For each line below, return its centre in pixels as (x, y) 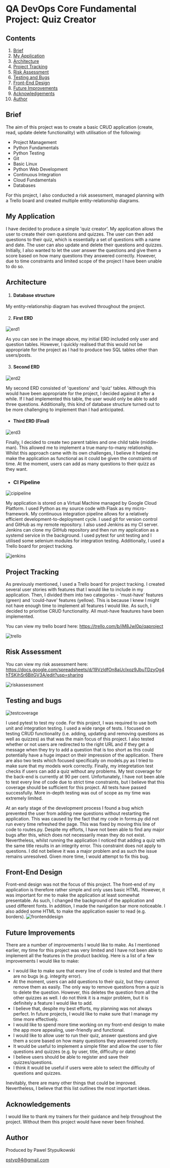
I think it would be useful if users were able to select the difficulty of (84, 1068)
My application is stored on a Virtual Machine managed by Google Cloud (81, 503)
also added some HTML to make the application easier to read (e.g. (76, 911)
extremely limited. (24, 798)
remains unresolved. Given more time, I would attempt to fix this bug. (78, 856)
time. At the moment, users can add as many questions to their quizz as (80, 464)
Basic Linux (25, 164)
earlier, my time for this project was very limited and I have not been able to (84, 950)
